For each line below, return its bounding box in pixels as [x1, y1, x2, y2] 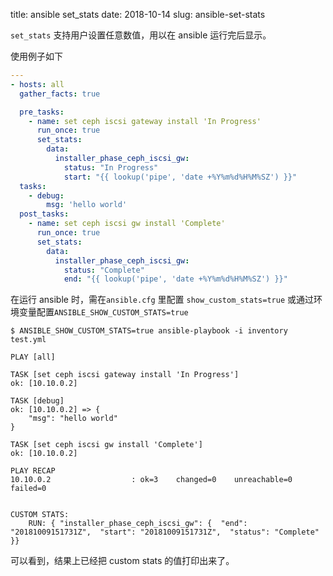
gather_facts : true [19, 89, 101, 99]
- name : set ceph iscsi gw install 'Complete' [28, 219, 226, 229]
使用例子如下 [10, 50, 63, 62]
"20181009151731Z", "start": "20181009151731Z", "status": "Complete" [10, 527, 320, 538]
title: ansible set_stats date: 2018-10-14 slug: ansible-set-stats [10, 9, 266, 20]
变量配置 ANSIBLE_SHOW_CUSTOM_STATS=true [18, 306, 189, 318]
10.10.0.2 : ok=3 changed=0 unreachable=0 [10, 475, 293, 485]
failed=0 [10, 484, 47, 494]
